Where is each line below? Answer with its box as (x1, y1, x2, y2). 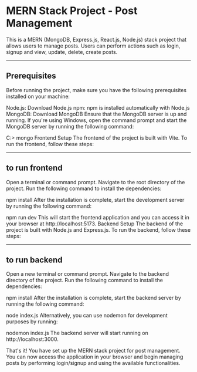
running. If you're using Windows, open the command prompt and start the (6, 116, 187, 124)
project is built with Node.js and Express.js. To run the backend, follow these (6, 226, 191, 233)
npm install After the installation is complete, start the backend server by (6, 295, 182, 302)
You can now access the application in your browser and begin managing (6, 353, 184, 360)
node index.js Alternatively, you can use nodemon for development (6, 312, 168, 319)
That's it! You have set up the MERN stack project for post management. (6, 347, 181, 354)
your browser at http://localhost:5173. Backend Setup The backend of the (6, 220, 184, 227)
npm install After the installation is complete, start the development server (6, 196, 185, 203)
